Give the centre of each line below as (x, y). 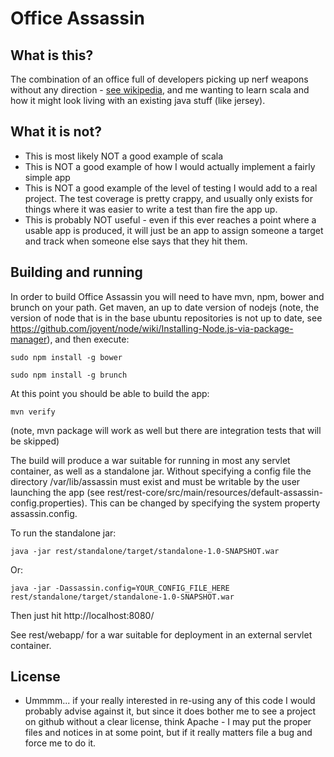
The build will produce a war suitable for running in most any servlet (150, 460)
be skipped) (35, 441)
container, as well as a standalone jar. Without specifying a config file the (161, 471)
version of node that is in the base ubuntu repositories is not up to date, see (166, 318)
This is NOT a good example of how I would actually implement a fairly (170, 166)
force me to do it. (60, 743)
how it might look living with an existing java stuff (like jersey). (138, 100)
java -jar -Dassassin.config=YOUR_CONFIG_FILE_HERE (120, 588)
